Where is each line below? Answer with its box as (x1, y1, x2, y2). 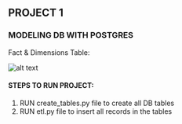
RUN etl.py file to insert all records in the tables (19, 106, 173, 116)
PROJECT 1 (8, 6, 64, 20)
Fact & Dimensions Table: (8, 47, 90, 57)
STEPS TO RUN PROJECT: (8, 81, 94, 90)
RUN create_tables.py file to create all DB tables (19, 98, 175, 108)
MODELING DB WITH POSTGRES (8, 30, 134, 41)
